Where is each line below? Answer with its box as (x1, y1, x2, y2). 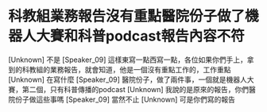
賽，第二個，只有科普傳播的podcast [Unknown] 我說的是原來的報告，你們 (8, 84, 250, 94)
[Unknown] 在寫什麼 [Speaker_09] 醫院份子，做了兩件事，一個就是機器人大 (8, 75, 254, 84)
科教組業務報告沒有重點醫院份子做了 (8, 7, 246, 25)
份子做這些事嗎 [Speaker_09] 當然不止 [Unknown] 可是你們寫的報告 (14, 95, 236, 104)
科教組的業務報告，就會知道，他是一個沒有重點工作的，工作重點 (21, 64, 231, 74)
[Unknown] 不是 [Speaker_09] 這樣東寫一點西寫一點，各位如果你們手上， (8, 55, 248, 64)
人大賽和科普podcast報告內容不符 (22, 27, 245, 45)
